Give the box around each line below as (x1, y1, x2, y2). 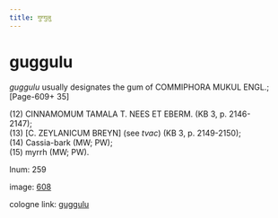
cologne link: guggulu (9, 198, 90, 209)
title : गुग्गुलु (9, 13, 52, 22)
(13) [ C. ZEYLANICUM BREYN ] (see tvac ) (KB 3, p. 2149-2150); (9, 127, 242, 138)
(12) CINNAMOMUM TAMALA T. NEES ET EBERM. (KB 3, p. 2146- (9, 109, 251, 119)
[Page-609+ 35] (9, 91, 70, 101)
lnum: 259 (9, 163, 47, 175)
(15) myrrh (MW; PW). (9, 146, 90, 157)
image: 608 (9, 181, 52, 192)
